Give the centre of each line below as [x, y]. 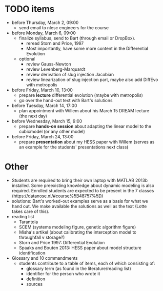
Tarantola [28, 222]
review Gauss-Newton [49, 64]
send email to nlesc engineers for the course [64, 27]
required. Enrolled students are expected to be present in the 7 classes [83, 190]
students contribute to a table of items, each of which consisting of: [87, 263]
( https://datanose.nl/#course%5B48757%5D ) [57, 196]
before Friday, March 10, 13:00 [42, 90]
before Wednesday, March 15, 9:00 [47, 121]
